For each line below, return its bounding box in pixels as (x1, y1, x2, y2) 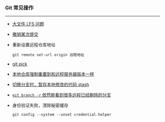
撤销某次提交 (12, 31, 38, 37)
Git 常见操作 (5, 4, 34, 11)
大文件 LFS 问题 (12, 21, 44, 27)
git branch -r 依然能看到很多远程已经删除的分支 (12, 92, 111, 98)
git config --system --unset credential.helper (12, 112, 111, 117)
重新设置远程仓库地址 (12, 42, 55, 48)
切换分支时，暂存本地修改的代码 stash (12, 82, 89, 88)
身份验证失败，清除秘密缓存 (12, 102, 69, 108)
